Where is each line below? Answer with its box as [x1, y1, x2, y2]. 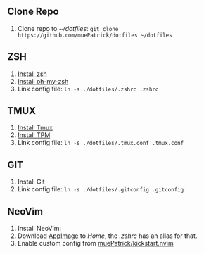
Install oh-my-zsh [17, 77, 69, 85]
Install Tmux [17, 123, 53, 132]
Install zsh [17, 70, 47, 78]
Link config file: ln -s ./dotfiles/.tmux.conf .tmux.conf [17, 139, 184, 147]
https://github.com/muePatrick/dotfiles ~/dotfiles [17, 32, 172, 39]
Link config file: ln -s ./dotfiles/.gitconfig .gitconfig [17, 185, 184, 193]
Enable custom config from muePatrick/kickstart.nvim [17, 239, 174, 248]
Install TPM [17, 131, 51, 139]
